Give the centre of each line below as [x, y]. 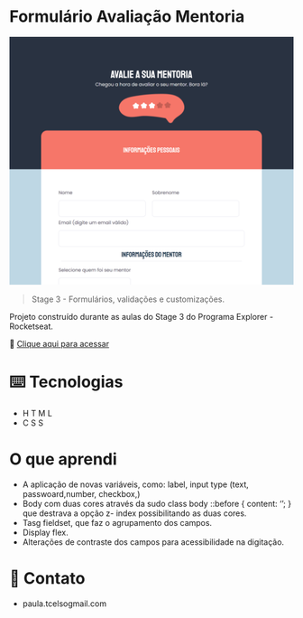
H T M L [37, 413]
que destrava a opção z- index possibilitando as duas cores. [134, 513]
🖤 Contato [47, 579]
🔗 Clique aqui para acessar [60, 343]
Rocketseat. [32, 326]
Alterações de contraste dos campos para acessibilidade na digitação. [153, 542]
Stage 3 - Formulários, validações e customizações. [128, 299]
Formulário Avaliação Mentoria [127, 17]
